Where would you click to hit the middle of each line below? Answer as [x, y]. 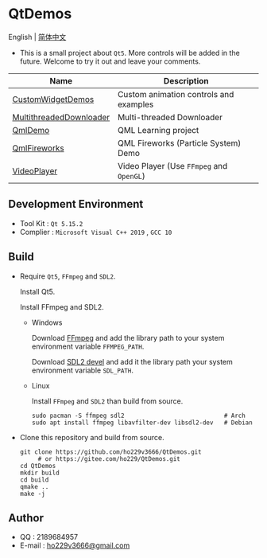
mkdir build [39, 473]
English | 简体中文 [37, 37]
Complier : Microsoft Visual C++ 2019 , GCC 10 [96, 232]
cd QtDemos [38, 466]
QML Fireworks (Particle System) [180, 142]
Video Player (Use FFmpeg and [173, 166]
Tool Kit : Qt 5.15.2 [51, 223]
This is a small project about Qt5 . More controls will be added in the [130, 53]
